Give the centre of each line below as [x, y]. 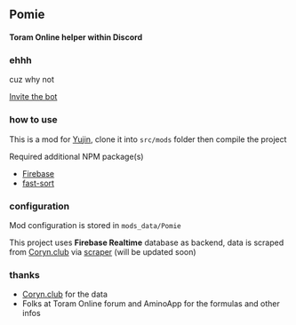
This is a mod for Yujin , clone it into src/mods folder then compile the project [148, 139]
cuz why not [32, 80]
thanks [24, 274]
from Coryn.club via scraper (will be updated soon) [103, 251]
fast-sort [38, 183]
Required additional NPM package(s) [76, 156]
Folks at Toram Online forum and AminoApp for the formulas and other [151, 304]
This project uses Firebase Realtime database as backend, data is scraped [147, 242]
